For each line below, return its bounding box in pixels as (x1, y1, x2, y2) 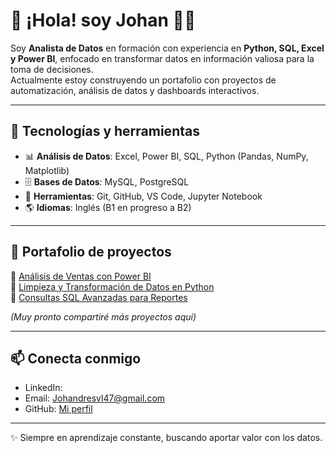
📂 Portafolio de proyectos (10, 244, 172, 261)
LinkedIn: (24, 382, 63, 394)
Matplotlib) (24, 164, 70, 176)
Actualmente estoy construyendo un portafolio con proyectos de (10, 74, 277, 86)
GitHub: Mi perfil (24, 403, 93, 415)
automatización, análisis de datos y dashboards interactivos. (10, 84, 260, 96)
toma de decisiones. (10, 63, 94, 75)
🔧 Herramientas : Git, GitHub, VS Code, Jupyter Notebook (24, 190, 263, 202)
